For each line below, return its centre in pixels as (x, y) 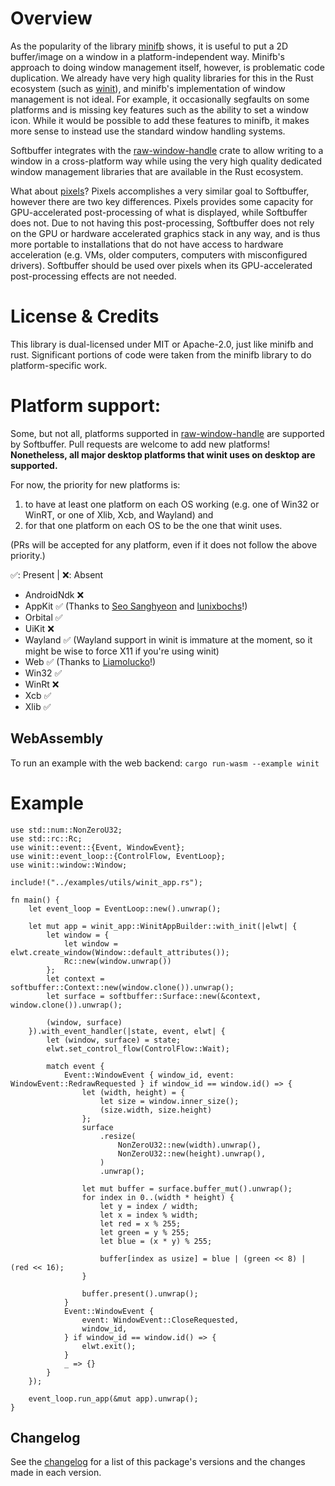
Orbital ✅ (43, 617)
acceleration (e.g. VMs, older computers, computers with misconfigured (159, 254)
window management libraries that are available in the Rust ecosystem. (157, 171)
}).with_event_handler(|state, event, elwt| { (127, 1031)
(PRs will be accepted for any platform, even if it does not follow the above (164, 544)
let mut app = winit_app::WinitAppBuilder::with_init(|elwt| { (163, 926)
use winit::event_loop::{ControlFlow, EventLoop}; (118, 856)
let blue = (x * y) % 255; (156, 1241)
